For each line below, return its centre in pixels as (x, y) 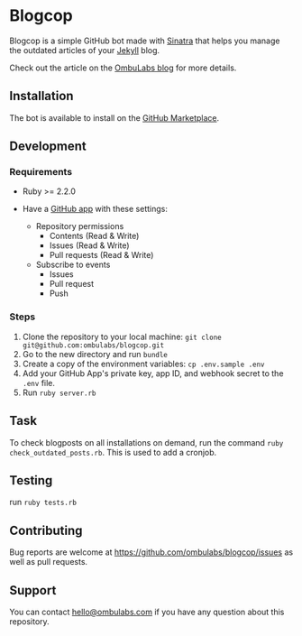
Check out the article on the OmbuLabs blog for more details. (123, 68)
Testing (31, 480)
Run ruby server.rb (59, 392)
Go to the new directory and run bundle (95, 354)
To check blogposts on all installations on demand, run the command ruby (146, 442)
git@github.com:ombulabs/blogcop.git (93, 345)
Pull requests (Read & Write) (101, 255)
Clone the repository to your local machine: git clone (122, 336)
